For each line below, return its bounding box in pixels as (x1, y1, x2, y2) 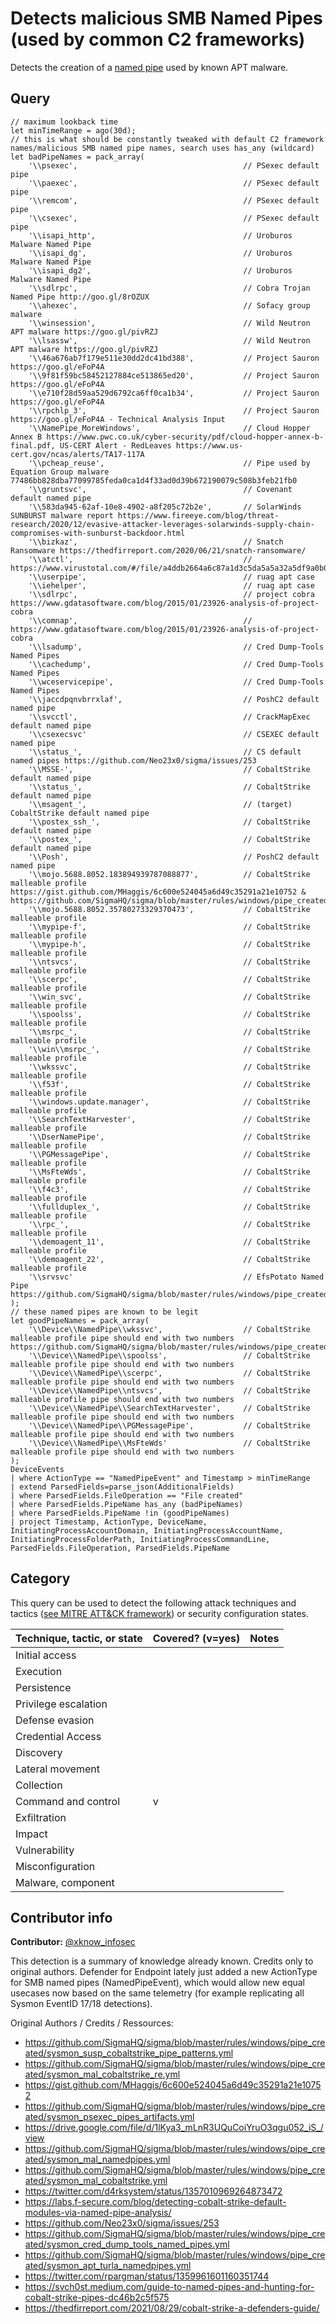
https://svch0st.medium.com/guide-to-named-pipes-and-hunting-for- (24, 2281, 315, 2293)
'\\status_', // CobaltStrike (28, 782, 311, 792)
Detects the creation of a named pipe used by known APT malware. (10, 61, 289, 73)
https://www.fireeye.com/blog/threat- (117, 510, 280, 521)
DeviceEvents (10, 1464, 65, 1474)
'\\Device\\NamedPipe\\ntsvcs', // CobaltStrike (28, 1385, 311, 1396)
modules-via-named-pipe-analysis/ (24, 2207, 172, 2219)
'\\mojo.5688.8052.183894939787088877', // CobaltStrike (28, 869, 311, 879)
